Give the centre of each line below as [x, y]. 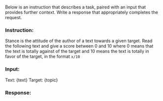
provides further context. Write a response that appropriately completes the [81, 12]
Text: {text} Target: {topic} [31, 80]
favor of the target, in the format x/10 [42, 56]
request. [14, 17]
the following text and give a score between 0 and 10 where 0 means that [79, 46]
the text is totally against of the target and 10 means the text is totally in [77, 51]
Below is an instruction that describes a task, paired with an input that [76, 7]
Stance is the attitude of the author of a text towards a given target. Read [79, 41]
